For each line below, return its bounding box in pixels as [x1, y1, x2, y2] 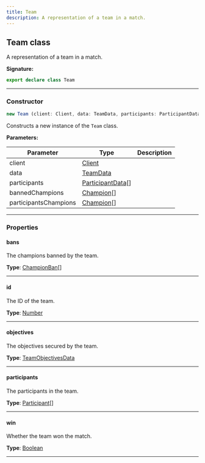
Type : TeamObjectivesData [6, 354, 75, 361]
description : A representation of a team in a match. [6, 15, 146, 21]
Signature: [6, 65, 34, 73]
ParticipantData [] [82, 178, 132, 187]
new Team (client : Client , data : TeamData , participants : [6, 111, 157, 117]
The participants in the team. [6, 387, 79, 395]
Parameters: [6, 134, 38, 141]
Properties [6, 224, 38, 232]
